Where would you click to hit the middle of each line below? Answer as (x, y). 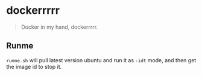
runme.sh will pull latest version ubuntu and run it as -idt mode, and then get (101, 60)
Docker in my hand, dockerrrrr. (59, 27)
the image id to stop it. (34, 66)
